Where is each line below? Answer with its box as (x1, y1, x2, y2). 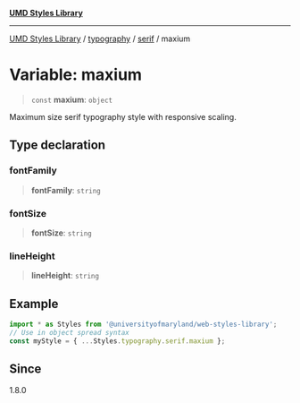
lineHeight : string (30, 270, 100, 281)
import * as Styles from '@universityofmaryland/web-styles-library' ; (9, 320, 278, 330)
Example (9, 296, 59, 312)
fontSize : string (30, 227, 92, 238)
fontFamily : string (30, 184, 101, 195)
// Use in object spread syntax (9, 328, 129, 337)
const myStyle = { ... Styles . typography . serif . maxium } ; (9, 336, 226, 346)
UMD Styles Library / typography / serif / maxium (9, 33, 191, 44)
